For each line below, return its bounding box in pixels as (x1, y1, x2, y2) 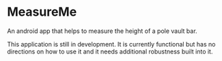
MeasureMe (7, 4, 77, 20)
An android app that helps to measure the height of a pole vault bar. (7, 27, 197, 35)
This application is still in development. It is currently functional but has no (7, 40, 216, 48)
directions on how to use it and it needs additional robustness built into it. (7, 47, 213, 56)
